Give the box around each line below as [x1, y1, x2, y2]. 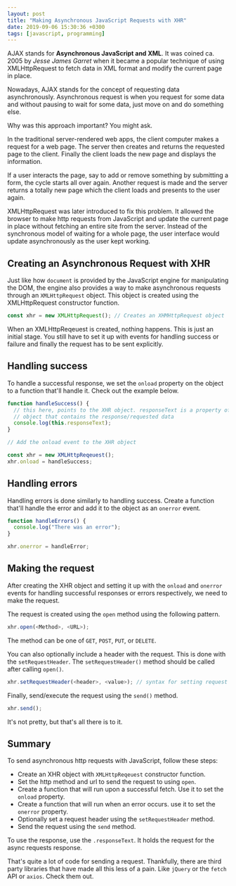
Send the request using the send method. [17, 823, 136, 831]
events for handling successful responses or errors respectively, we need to [7, 588, 228, 597]
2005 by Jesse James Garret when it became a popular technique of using [7, 57, 225, 65]
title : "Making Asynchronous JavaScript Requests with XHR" [7, 17, 188, 24]
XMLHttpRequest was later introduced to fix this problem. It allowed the [7, 207, 214, 215]
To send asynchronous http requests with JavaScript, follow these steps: [7, 757, 218, 765]
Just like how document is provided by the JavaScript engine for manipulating [7, 276, 229, 285]
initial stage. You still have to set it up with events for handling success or [7, 332, 219, 341]
